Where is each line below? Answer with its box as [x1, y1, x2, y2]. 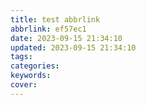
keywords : [10, 71, 52, 81]
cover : [10, 80, 38, 90]
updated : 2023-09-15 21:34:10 [10, 42, 137, 53]
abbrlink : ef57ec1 [10, 24, 87, 34]
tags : [10, 52, 33, 62]
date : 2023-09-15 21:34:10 [10, 33, 123, 43]
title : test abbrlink [10, 14, 101, 25]
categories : [10, 61, 60, 71]
